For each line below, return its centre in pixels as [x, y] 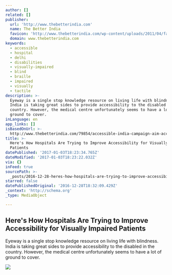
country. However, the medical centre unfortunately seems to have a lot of [84, 251]
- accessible [24, 48]
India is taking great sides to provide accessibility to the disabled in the [80, 246]
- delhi [18, 58]
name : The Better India [35, 29]
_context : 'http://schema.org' [39, 191]
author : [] [17, 10]
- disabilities [26, 62]
